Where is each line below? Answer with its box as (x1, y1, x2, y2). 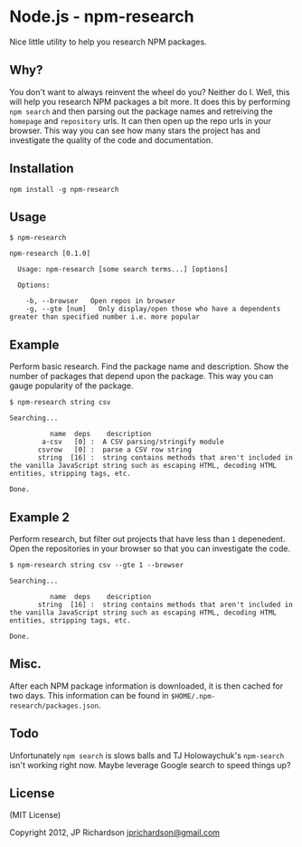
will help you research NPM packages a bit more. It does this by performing (9, 96, 291, 107)
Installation (9, 161, 74, 176)
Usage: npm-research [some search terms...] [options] (17, 265, 229, 274)
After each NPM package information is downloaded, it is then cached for (9, 680, 283, 691)
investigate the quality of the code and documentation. (9, 134, 213, 146)
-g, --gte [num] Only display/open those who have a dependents (25, 305, 281, 314)
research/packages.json (9, 701, 99, 710)
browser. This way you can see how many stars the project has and (9, 125, 260, 136)
